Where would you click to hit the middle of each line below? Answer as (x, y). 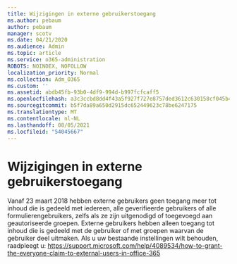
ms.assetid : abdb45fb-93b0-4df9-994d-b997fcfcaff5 (83, 92)
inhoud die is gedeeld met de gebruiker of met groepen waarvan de (105, 231)
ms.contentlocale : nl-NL (44, 118)
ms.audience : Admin (36, 46)
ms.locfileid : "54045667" (45, 132)
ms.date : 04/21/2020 (38, 40)
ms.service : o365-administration (56, 60)
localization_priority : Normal (53, 73)
